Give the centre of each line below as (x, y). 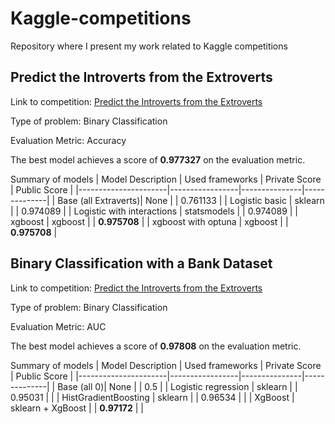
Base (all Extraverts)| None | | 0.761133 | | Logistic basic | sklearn (191, 200)
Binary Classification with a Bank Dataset (141, 263)
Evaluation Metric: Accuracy (68, 140)
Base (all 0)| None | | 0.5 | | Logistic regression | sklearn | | (177, 386)
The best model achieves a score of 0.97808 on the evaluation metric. (156, 346)
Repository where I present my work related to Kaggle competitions (149, 46)
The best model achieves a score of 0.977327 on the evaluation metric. (158, 159)
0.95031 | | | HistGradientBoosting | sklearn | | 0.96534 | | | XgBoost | (152, 397)
